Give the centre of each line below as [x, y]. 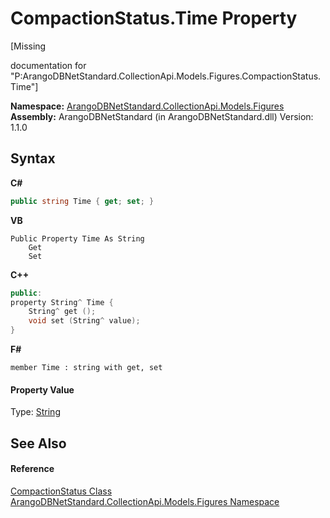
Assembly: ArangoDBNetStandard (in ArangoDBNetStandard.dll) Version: [162, 116]
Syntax [33, 158]
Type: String [35, 412]
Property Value [42, 389]
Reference [32, 469]
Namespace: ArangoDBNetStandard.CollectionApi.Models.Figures [147, 106]
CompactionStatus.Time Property [154, 18]
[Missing [28, 46]
